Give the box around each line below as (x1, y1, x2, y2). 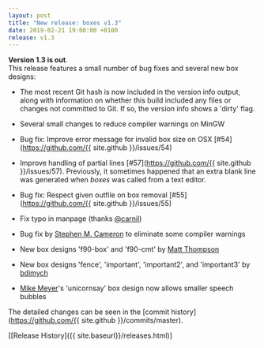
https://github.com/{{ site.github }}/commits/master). (10, 316, 183, 325)
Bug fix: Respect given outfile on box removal (19, 190, 168, 200)
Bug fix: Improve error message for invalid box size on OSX (19, 135, 213, 144)
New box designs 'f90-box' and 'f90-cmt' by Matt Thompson (19, 245, 220, 254)
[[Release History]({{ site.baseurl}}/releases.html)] (8, 331, 172, 340)
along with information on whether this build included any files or (19, 95, 232, 105)
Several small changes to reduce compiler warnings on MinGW (19, 119, 225, 129)
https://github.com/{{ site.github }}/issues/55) (22, 199, 172, 208)
